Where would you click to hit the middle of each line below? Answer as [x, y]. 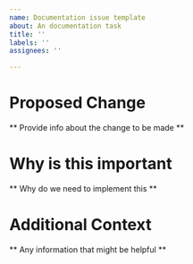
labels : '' [29, 43]
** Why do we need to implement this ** [84, 188]
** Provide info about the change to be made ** [97, 128]
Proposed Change [77, 103]
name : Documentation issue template [77, 17]
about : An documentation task [66, 26]
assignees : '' [36, 51]
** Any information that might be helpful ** [88, 249]
